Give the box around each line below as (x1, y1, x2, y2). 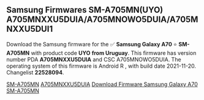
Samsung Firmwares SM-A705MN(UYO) (6, 5, 164, 15)
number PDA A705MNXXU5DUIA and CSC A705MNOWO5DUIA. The (6, 55, 182, 63)
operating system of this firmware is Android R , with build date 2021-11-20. (6, 62, 197, 70)
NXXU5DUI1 (6, 24, 53, 34)
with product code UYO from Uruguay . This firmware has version (31, 49, 197, 57)
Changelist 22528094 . (6, 68, 64, 76)
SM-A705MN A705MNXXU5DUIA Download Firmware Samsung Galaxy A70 (6, 80, 198, 88)
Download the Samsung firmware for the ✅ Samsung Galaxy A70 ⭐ (6, 40, 178, 48)
